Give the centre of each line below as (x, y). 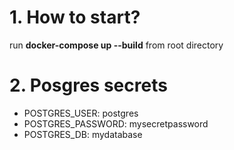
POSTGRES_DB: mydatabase (83, 134)
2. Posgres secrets (88, 85)
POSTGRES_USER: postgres (81, 113)
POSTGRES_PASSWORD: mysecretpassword (116, 123)
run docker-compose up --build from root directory (116, 45)
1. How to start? (75, 17)
